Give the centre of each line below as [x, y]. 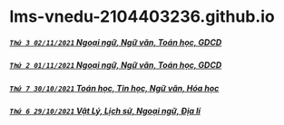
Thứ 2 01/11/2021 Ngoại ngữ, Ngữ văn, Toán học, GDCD [116, 65]
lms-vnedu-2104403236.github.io [142, 17]
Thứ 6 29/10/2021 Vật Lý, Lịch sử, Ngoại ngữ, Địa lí [105, 111]
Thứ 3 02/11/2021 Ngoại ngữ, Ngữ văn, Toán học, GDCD [116, 42]
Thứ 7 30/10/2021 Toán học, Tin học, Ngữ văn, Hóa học [114, 88]
